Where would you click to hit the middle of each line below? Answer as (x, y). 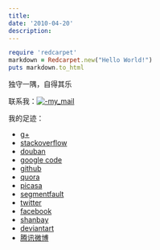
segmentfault (42, 194)
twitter (31, 203)
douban (33, 151)
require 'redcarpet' (43, 53)
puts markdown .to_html (46, 68)
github (31, 168)
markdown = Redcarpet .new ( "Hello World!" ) (80, 60)
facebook (36, 211)
